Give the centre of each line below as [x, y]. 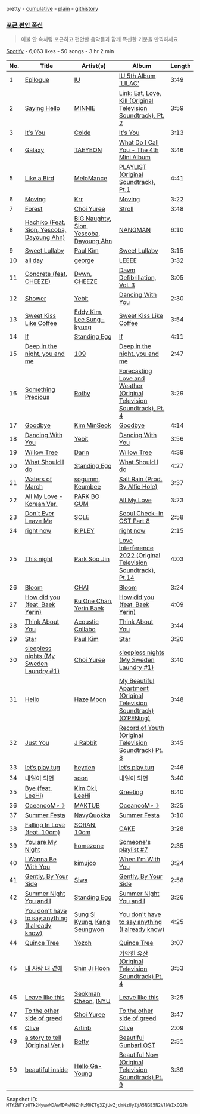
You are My [41, 842]
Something [40, 389]
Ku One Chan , [93, 601]
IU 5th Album [137, 76]
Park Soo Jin [92, 559]
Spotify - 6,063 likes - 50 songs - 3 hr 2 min [60, 51]
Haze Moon [90, 699]
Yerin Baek [89, 609]
